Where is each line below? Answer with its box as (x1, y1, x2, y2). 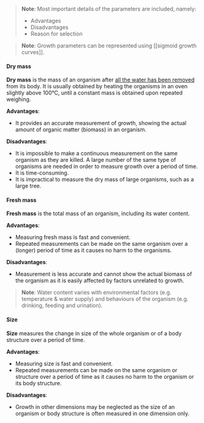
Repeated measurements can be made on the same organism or (15, 366, 178, 373)
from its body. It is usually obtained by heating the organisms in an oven (6, 83, 188, 90)
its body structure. (15, 379, 62, 387)
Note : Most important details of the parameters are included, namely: (21, 6, 197, 12)
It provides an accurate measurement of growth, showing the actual (15, 120, 187, 127)
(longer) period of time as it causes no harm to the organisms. (15, 246, 172, 254)
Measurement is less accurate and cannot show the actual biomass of (15, 270, 192, 278)
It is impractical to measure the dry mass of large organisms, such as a (15, 176, 194, 183)
